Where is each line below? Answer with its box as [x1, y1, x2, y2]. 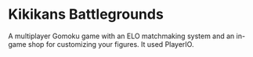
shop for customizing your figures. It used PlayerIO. [27, 39, 194, 48]
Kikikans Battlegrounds [8, 5, 164, 23]
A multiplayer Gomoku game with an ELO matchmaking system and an [8, 31, 235, 41]
